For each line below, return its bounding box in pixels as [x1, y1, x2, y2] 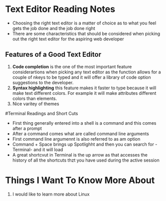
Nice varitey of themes [12, 101, 59, 107]
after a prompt [12, 125, 42, 131]
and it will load [33, 146, 63, 153]
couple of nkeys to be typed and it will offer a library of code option [12, 74, 151, 80]
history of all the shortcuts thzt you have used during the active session [12, 157, 160, 163]
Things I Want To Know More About [5, 175, 155, 186]
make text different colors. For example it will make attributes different [12, 90, 157, 96]
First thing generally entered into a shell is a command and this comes [12, 120, 157, 126]
